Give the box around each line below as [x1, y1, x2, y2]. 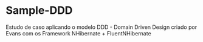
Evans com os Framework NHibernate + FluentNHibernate [5, 29, 151, 37]
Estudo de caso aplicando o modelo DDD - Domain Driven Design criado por [5, 23, 198, 31]
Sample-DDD [5, 4, 73, 17]
